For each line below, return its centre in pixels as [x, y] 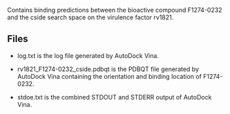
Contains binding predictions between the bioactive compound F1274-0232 [115, 10]
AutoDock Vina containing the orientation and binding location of [109, 76]
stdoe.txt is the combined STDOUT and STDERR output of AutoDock [114, 97]
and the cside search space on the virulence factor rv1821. [90, 17]
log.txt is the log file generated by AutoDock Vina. [88, 55]
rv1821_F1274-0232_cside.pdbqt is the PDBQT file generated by [108, 69]
